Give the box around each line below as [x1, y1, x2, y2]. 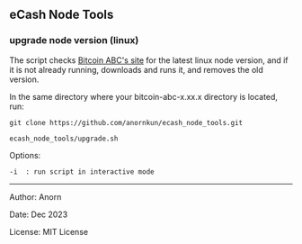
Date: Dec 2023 [9, 209, 68, 220]
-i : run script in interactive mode [9, 167, 155, 176]
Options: [9, 149, 41, 160]
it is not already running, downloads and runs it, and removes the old [9, 64, 263, 75]
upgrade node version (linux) [9, 34, 139, 47]
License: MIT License [9, 226, 88, 237]
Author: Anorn [9, 191, 62, 202]
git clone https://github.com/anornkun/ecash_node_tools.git [9, 118, 244, 127]
